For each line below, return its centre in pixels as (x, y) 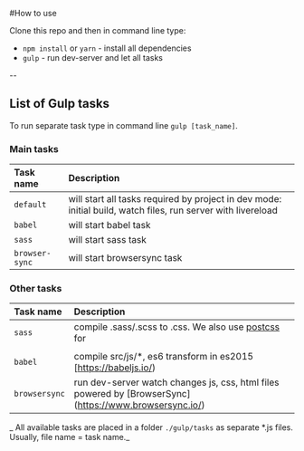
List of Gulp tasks (60, 104)
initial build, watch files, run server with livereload (173, 210)
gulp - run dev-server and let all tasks (92, 58)
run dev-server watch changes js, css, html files (176, 382)
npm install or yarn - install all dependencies (107, 48)
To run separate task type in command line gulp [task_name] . (123, 125)
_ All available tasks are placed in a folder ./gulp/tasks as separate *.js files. (152, 427)
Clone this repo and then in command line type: (98, 30)
